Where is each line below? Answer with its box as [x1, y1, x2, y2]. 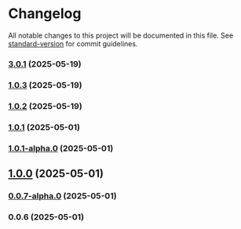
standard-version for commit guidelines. [8, 38, 138, 48]
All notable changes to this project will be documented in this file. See [8, 31, 234, 40]
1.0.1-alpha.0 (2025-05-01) [8, 143, 114, 154]
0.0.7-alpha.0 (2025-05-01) [8, 190, 117, 201]
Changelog [8, 5, 82, 23]
